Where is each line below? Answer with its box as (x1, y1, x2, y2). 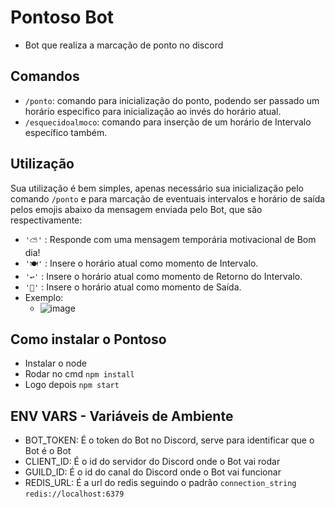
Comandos (10, 68, 80, 85)
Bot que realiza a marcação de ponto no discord (24, 39, 224, 51)
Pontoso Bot (10, 6, 115, 29)
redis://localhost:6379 (24, 489, 125, 500)
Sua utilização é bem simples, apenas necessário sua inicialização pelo (10, 182, 304, 194)
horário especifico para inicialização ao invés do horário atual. (24, 105, 282, 117)
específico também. (24, 126, 108, 138)
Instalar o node (24, 357, 87, 370)
